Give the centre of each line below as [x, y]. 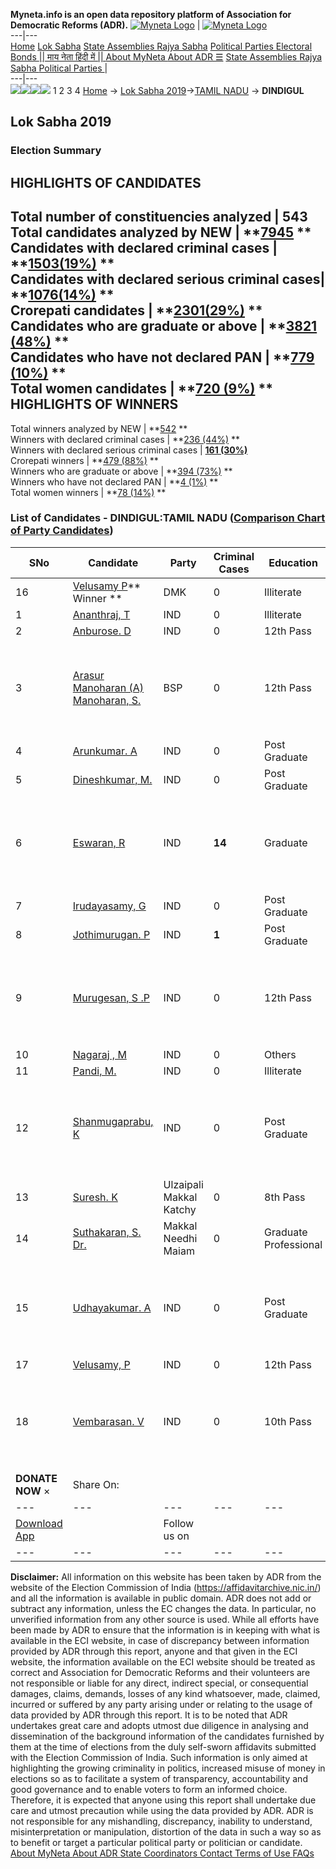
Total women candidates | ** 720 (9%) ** [141, 389]
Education [293, 562]
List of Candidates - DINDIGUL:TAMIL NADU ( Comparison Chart [168, 518]
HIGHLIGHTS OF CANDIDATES [106, 182]
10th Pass [288, 1421]
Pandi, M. [94, 1071]
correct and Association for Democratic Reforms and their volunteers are [160, 1672]
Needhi [180, 1238]
